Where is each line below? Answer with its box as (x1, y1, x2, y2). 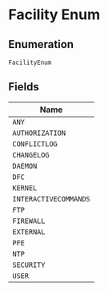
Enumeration (8, 38, 74, 51)
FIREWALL (12, 216, 46, 225)
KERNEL (12, 183, 38, 193)
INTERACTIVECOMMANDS (12, 194, 90, 203)
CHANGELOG (12, 150, 50, 159)
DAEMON (12, 161, 38, 170)
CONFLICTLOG (12, 139, 58, 149)
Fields (8, 80, 40, 94)
